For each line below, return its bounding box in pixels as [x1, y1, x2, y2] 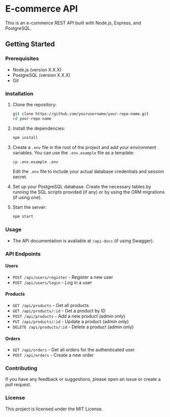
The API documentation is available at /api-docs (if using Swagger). [12, 238, 154, 244]
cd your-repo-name [12, 116, 52, 121]
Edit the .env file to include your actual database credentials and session [12, 168, 164, 175]
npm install [12, 135, 38, 140]
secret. [12, 174, 28, 180]
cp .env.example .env [12, 159, 58, 165]
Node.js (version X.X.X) [12, 66, 62, 72]
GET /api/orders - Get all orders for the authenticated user [12, 347, 135, 353]
